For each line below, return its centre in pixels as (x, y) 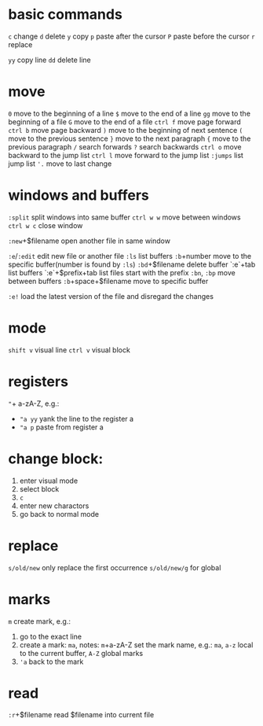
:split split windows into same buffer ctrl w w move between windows (124, 217)
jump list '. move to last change (60, 164)
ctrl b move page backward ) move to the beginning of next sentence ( (126, 130)
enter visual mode (49, 481)
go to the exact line (51, 636)
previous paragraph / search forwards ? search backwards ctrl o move (125, 146)
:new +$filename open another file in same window (89, 241)
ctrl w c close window (46, 225)
